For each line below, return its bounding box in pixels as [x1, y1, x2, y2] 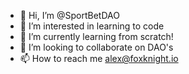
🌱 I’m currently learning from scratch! [19, 31, 174, 42]
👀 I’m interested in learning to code [19, 20, 165, 32]
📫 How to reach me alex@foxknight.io [19, 53, 179, 64]
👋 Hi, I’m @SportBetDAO [19, 10, 120, 21]
